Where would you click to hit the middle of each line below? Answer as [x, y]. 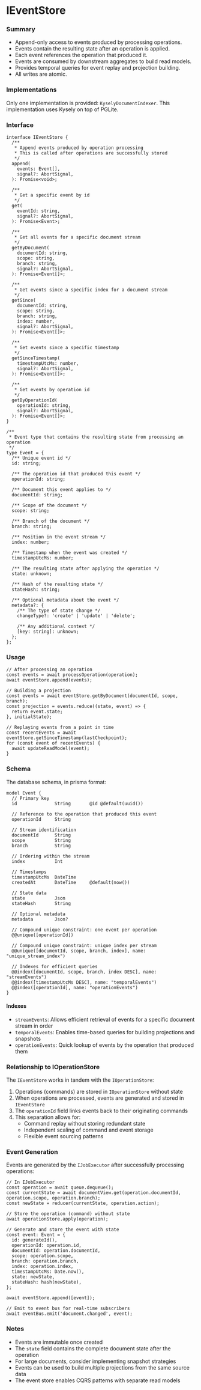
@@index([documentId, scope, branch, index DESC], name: [84, 972]
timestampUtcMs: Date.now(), [48, 1272]
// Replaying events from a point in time [60, 728]
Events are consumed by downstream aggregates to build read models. [103, 61]
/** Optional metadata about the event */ [65, 600]
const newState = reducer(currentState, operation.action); [83, 1203]
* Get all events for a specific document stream [77, 237]
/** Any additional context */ [56, 626]
